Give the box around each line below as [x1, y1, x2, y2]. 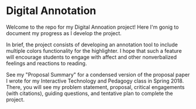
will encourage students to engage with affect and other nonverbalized [6, 53, 177, 60]
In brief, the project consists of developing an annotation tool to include [6, 41, 178, 48]
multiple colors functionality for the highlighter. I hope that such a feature [6, 47, 183, 54]
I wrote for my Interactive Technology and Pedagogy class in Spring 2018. [6, 77, 184, 84]
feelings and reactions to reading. [6, 60, 87, 67]
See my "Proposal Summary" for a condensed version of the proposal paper [6, 71, 190, 78]
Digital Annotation [6, 4, 97, 18]
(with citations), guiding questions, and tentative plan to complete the [6, 90, 174, 97]
